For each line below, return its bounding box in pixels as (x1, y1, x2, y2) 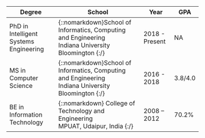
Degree (20, 8, 42, 16)
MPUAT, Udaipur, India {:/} (58, 122, 134, 130)
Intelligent (9, 30, 38, 38)
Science (9, 82, 33, 90)
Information (9, 111, 43, 118)
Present (143, 37, 166, 45)
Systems (9, 37, 35, 45)
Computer (9, 74, 38, 82)
